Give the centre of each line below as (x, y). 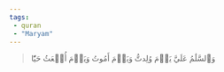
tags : (19, 17)
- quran (27, 25)
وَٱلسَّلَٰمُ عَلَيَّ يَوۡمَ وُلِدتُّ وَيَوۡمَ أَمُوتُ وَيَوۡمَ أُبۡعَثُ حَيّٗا (123, 59)
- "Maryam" (33, 33)
